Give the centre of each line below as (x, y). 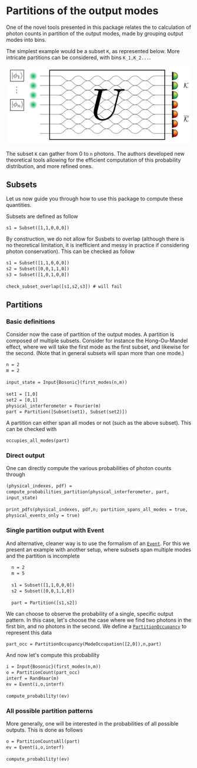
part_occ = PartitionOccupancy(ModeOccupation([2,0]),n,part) (84, 644)
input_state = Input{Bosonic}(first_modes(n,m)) (67, 383)
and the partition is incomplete (43, 556)
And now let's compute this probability (53, 655)
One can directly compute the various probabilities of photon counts (89, 468)
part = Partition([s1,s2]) (44, 603)
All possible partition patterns (49, 711)
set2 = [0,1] (22, 400)
